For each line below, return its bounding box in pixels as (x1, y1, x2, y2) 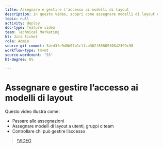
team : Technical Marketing (5, 30, 60, 35)
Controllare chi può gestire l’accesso (12, 129, 85, 134)
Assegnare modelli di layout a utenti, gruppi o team (12, 123, 114, 129)
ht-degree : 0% (5, 57, 34, 62)
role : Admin (5, 39, 29, 44)
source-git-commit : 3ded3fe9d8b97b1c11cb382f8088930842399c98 (5, 43, 133, 48)
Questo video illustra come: (5, 109, 60, 114)
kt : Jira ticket (5, 35, 38, 39)
